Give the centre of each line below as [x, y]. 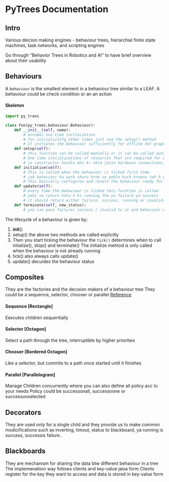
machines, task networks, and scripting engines [55, 45]
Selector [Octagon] [26, 329]
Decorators [23, 412]
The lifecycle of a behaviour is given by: [47, 219]
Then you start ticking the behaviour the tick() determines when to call [87, 240]
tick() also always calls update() [46, 256]
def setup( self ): [32, 149]
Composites [25, 277]
